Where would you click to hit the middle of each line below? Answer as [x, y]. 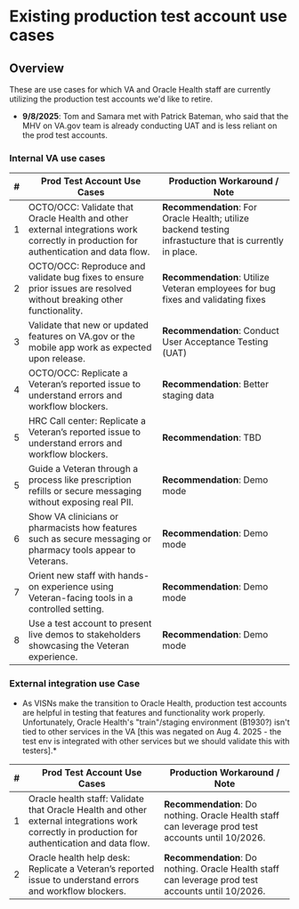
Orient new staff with [72, 576]
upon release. [57, 359]
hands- [133, 576]
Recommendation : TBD [212, 438]
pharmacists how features [83, 528]
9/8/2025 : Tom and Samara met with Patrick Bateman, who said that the [155, 116]
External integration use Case [75, 684]
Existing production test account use [148, 16]
